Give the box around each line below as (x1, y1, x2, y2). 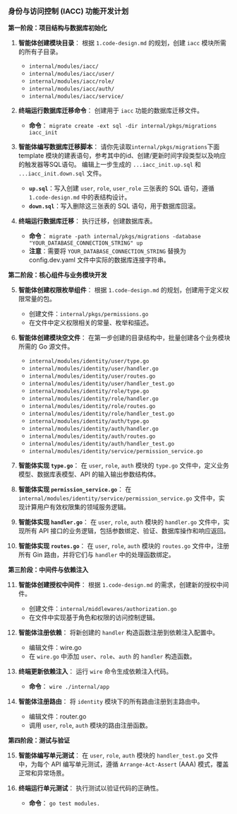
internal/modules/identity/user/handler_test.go (28, 380, 175, 388)
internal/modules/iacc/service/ (28, 93, 124, 100)
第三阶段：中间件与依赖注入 (8, 566, 89, 574)
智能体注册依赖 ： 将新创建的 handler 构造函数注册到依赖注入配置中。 (18, 628, 219, 637)
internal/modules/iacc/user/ (28, 71, 115, 78)
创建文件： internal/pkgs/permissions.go (28, 310, 149, 318)
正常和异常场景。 (18, 769, 68, 777)
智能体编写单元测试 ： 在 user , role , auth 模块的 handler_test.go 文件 (18, 751, 219, 760)
